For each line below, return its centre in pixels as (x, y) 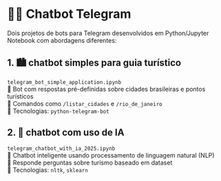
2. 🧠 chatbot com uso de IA (66, 132)
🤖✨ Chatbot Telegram (69, 14)
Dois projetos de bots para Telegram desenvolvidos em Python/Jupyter (108, 33)
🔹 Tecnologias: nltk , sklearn (48, 170)
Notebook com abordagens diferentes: (62, 40)
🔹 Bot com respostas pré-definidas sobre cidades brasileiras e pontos (106, 89)
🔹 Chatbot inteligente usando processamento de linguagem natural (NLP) (111, 155)
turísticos (20, 96)
